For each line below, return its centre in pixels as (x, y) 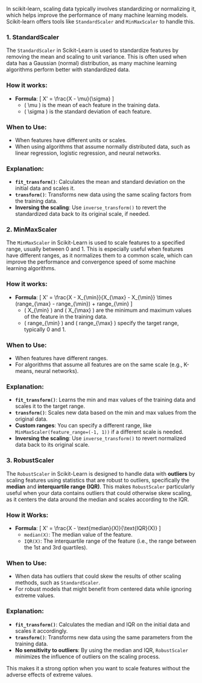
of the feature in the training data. (66, 316)
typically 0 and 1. (45, 329)
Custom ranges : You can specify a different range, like (83, 426)
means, (24, 371)
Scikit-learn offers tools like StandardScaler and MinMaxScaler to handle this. (100, 21)
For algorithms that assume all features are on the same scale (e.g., (99, 364)
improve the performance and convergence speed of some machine (91, 262)
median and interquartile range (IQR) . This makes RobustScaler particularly (100, 487)
